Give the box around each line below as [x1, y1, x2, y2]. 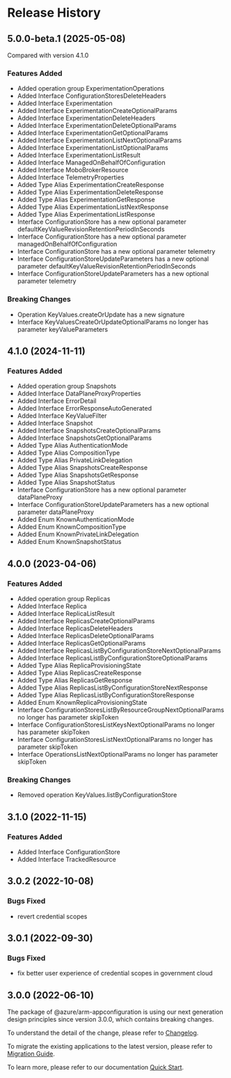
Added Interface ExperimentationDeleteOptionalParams [17, 121, 177, 130]
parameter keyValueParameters [17, 325, 109, 333]
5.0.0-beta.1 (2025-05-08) [7, 33, 126, 45]
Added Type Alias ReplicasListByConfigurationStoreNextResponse [17, 683, 208, 692]
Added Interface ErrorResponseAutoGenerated [17, 404, 152, 413]
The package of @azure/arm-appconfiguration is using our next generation [7, 1008, 224, 1016]
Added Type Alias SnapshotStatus [17, 478, 115, 487]
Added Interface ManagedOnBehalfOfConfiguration [17, 158, 166, 167]
